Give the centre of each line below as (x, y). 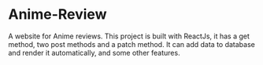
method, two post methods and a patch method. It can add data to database (132, 44)
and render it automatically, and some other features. (94, 52)
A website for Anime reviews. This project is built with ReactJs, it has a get (129, 36)
